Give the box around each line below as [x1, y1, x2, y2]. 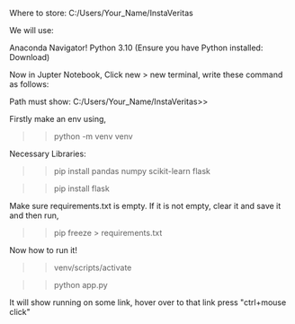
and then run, [9, 210, 59, 221]
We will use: [9, 25, 54, 35]
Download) [9, 52, 50, 62]
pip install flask [53, 183, 110, 194]
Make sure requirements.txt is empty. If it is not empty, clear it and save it [9, 201, 282, 211]
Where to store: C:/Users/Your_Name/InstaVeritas [9, 8, 193, 18]
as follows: [9, 79, 49, 89]
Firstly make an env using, [9, 114, 106, 124]
